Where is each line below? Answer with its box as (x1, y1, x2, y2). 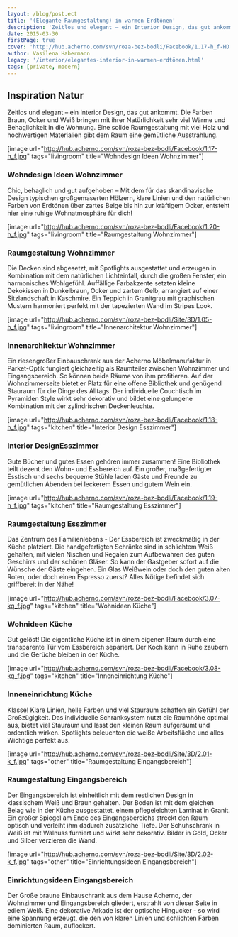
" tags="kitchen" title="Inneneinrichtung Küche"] (30, 672, 173, 680)
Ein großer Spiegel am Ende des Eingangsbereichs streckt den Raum (7, 813, 208, 822)
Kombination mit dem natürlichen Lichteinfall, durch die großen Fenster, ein (7, 271, 227, 280)
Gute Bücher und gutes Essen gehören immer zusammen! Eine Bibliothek (7, 457, 221, 466)
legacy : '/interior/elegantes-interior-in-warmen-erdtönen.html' (7, 57, 204, 64)
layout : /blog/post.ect (7, 10, 78, 18)
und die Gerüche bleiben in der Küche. (7, 650, 120, 659)
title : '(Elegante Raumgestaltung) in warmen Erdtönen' (7, 17, 176, 24)
